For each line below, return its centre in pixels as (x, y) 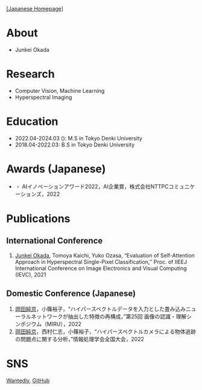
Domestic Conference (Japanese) (71, 294)
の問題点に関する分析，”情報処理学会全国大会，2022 (80, 339)
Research (31, 74)
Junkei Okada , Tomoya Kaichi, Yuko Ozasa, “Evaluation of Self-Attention (105, 255)
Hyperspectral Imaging (43, 97)
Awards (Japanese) (56, 169)
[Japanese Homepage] (35, 9)
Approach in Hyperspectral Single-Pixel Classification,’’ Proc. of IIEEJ (101, 262)
